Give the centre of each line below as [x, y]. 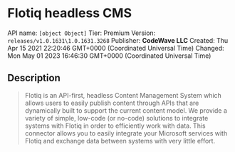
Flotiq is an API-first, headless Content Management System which [123, 95]
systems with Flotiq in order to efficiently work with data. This [115, 126]
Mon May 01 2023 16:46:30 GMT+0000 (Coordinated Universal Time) [109, 56]
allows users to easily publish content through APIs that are [112, 103]
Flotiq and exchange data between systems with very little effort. [120, 141]
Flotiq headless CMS [70, 13]
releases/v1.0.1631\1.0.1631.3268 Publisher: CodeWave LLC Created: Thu [118, 40]
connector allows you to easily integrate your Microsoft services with [126, 133]
